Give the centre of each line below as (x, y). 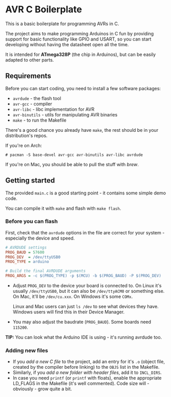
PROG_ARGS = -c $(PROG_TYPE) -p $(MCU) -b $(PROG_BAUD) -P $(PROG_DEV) (83, 276)
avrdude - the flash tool (37, 98)
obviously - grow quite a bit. (42, 389)
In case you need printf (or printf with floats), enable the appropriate (87, 378)
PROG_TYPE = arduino (27, 262)
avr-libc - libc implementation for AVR (54, 109)
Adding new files (27, 351)
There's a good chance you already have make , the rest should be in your (82, 130)
